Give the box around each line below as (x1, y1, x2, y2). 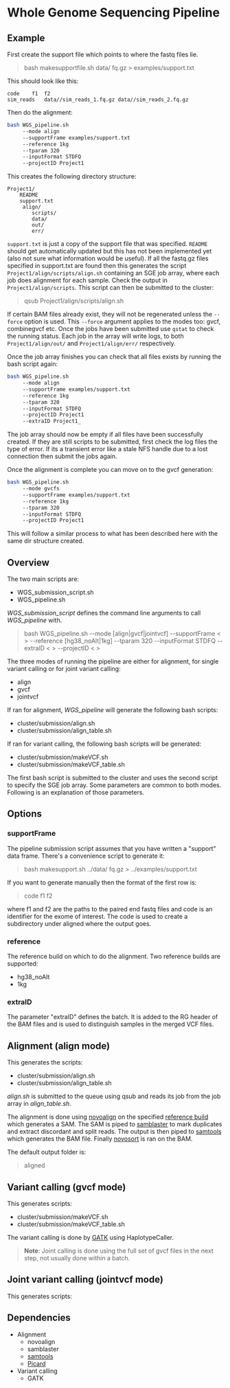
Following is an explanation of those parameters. (7, 788, 145, 797)
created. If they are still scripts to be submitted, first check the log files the (7, 437, 218, 446)
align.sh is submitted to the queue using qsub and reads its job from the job (7, 1092, 221, 1100)
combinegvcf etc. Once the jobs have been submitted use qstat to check (7, 325, 214, 333)
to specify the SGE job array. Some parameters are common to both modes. (7, 781, 222, 789)
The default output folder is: (7, 1148, 87, 1157)
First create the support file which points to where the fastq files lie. (7, 50, 198, 58)
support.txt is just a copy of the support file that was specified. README (7, 240, 208, 248)
